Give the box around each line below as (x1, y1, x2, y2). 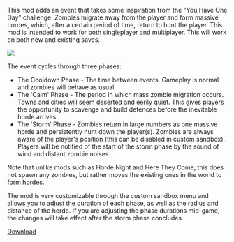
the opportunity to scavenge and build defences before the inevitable (17, 105, 217, 114)
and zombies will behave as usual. (17, 83, 117, 91)
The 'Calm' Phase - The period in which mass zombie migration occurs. (17, 91, 224, 98)
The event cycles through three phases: (7, 62, 122, 70)
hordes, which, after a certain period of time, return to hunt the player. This (7, 21, 223, 29)
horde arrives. (17, 113, 58, 121)
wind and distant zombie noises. (17, 150, 110, 158)
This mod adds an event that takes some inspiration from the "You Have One (7, 6, 228, 14)
